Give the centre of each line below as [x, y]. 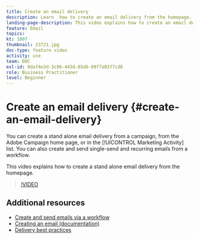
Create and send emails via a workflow [62, 217]
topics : [16, 34]
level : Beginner [26, 78]
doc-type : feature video [37, 50]
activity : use [24, 56]
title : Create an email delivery [47, 12]
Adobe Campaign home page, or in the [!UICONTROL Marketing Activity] [95, 142]
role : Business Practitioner [42, 72]
